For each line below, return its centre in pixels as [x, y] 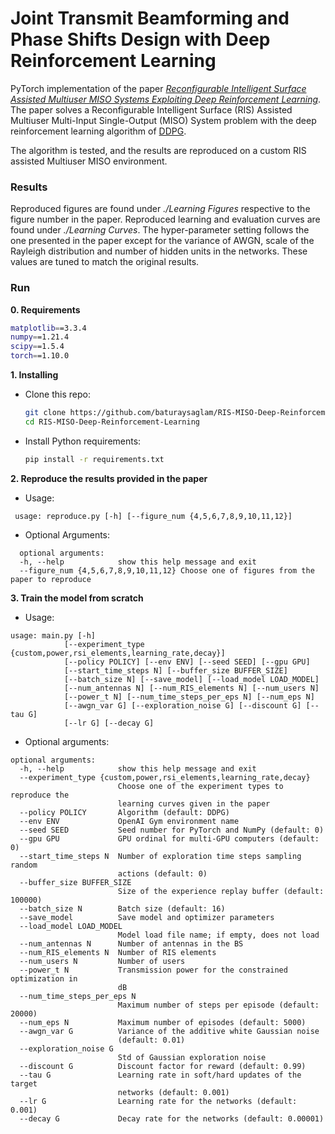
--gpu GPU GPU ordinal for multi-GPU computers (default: [169, 838]
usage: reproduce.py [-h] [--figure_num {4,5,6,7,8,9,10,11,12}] [153, 516]
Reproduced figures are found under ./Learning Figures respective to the [160, 209]
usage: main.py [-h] [53, 635]
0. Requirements [45, 309]
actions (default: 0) [162, 873]
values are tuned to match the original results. [105, 262]
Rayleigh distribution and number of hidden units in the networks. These [159, 251]
